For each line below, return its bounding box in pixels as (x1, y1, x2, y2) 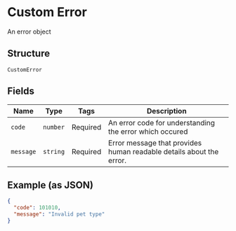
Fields (7, 85, 35, 97)
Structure (7, 48, 51, 59)
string (43, 148, 65, 155)
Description (146, 106, 188, 115)
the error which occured (107, 127, 188, 136)
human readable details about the (107, 146, 219, 156)
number (43, 123, 65, 131)
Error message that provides (107, 138, 202, 148)
